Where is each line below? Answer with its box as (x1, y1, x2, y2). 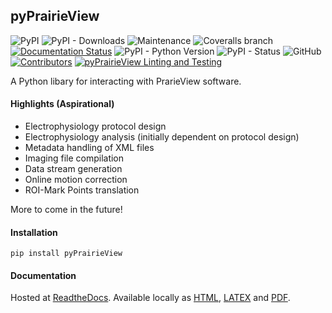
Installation (10, 226, 58, 238)
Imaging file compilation (24, 152, 125, 164)
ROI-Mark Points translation (24, 184, 140, 196)
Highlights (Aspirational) (10, 98, 115, 110)
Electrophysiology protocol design (24, 120, 167, 133)
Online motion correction (24, 174, 128, 186)
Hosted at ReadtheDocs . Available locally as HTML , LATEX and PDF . (10, 292, 291, 304)
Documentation (10, 269, 77, 281)
